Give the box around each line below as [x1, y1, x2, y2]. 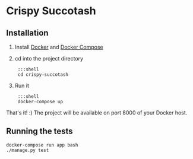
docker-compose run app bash [6, 142, 78, 148]
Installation [6, 28, 49, 38]
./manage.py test [6, 147, 49, 153]
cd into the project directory [14, 55, 84, 62]
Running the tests [6, 126, 73, 136]
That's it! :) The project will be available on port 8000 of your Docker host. [6, 109, 188, 116]
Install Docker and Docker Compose [14, 43, 103, 50]
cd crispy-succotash [17, 72, 68, 78]
